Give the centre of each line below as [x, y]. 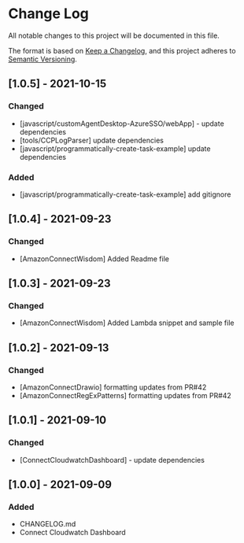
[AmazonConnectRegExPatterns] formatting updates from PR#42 [126, 395]
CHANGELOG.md [48, 524]
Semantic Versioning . [43, 59]
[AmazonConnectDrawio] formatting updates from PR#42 [113, 387]
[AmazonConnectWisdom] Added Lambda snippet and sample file [127, 323]
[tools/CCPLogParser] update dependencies [91, 140]
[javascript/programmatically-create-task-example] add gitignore [125, 194]
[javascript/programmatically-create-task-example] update [115, 148]
